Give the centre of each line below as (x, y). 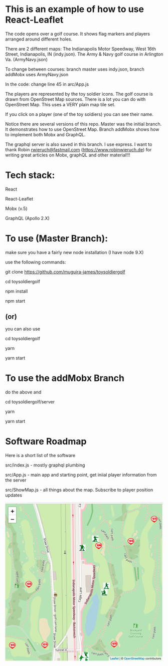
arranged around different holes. (39, 39)
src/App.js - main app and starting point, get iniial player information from (81, 475)
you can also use (23, 329)
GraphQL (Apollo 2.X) (28, 218)
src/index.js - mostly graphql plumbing (45, 465)
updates (14, 495)
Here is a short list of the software (40, 455)
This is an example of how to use (75, 9)
